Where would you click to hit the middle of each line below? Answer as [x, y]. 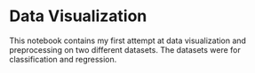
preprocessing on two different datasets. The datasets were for [125, 49]
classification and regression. [63, 59]
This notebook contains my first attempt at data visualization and [128, 40]
